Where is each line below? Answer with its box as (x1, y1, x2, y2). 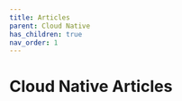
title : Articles (9, 13, 70, 22)
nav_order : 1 (9, 38, 59, 47)
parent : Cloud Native (9, 21, 91, 30)
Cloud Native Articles (9, 77, 173, 97)
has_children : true (9, 29, 83, 38)
